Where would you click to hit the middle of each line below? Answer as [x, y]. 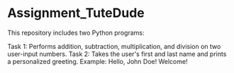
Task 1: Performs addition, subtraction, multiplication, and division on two [114, 46]
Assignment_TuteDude [76, 13]
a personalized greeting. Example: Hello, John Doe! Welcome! [97, 61]
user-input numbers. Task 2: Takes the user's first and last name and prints [117, 54]
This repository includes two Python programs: [76, 33]
